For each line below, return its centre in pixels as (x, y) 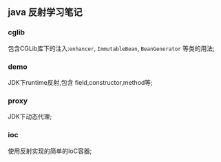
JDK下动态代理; (30, 117)
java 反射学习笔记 (45, 12)
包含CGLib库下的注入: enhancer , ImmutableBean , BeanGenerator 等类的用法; (112, 48)
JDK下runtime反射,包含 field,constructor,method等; (81, 82)
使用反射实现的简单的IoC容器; (50, 151)
